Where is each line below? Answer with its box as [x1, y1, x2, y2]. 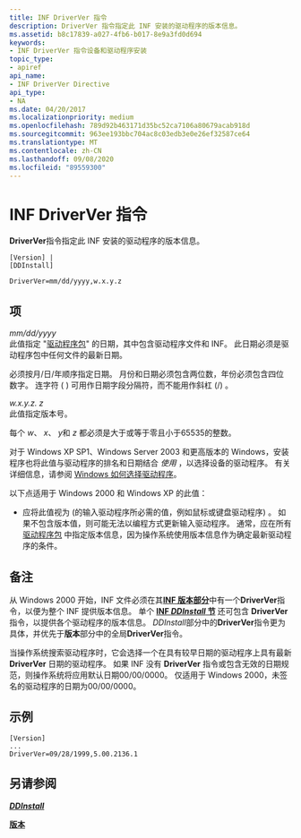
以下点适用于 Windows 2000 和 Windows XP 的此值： [9, 488, 208, 499]
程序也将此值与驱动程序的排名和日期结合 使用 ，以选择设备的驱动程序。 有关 [9, 457, 291, 468]
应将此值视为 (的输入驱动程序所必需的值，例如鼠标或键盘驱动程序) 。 [21, 507, 276, 517]
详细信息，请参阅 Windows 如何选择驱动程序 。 [9, 469, 182, 480]
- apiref [9, 64, 42, 73]
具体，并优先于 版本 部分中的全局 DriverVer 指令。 [9, 628, 188, 638]
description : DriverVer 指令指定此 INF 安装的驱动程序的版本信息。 [9, 21, 242, 30]
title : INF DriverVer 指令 [9, 13, 107, 22]
